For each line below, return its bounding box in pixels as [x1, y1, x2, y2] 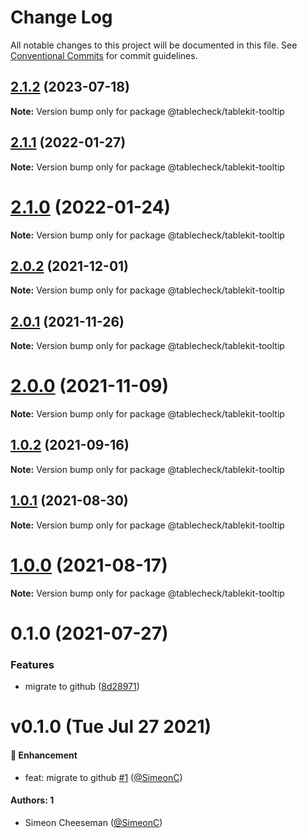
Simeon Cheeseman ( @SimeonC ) [24, 816, 163, 828]
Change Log [10, 6, 113, 29]
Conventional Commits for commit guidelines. [10, 49, 198, 61]
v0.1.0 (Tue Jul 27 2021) [10, 716, 212, 738]
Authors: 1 [10, 794, 55, 806]
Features [10, 657, 55, 671]
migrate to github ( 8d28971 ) [24, 681, 140, 693]
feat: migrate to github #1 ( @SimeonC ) [24, 771, 183, 783]
